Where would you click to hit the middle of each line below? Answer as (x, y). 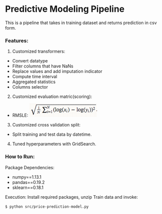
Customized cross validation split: (46, 125)
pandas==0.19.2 (28, 182)
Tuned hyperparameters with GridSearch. (54, 144)
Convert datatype (30, 61)
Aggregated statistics (34, 82)
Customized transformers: (39, 51)
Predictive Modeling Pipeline (65, 9)
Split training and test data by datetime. (52, 134)
